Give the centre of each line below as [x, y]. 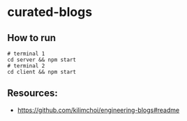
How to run [32, 38]
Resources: [32, 94]
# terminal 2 [26, 66]
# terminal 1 [26, 54]
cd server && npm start [42, 60]
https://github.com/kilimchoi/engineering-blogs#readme [98, 110]
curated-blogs [50, 12]
